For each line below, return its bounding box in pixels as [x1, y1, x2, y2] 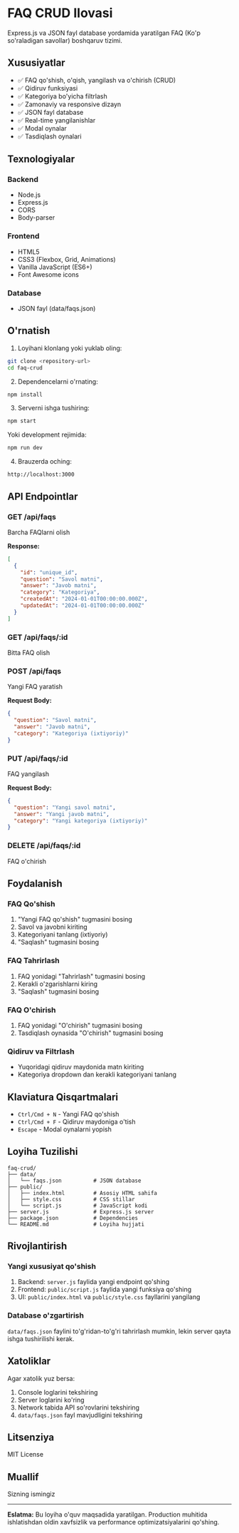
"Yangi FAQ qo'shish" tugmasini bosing [17, 915, 133, 924]
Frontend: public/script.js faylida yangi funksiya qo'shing [17, 1285, 192, 1294]
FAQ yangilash [7, 769, 50, 778]
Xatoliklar [7, 1355, 51, 1368]
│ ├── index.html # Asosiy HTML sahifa [7, 1189, 158, 1196]
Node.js [17, 190, 41, 199]
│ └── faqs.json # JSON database [7, 1177, 142, 1184]
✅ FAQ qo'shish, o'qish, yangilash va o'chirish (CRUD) [17, 76, 176, 84]
